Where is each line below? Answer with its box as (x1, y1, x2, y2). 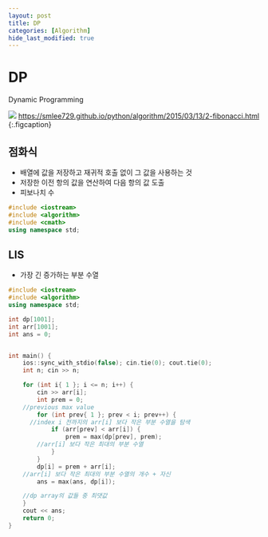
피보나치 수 (19, 188, 55, 197)
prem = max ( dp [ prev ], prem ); (65, 433, 162, 441)
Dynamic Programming (8, 95, 84, 105)
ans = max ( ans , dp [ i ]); (37, 477, 116, 486)
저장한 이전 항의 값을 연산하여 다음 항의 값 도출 (19, 177, 165, 187)
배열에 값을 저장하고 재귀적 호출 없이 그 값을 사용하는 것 (19, 168, 193, 177)
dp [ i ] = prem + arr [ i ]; (37, 463, 116, 471)
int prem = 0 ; (37, 396, 84, 404)
